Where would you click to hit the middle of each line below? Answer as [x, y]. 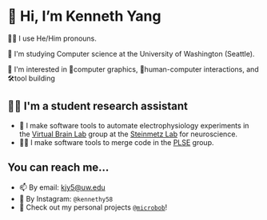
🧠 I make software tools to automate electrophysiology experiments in [134, 125]
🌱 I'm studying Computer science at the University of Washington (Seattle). [131, 53]
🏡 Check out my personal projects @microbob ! [93, 207]
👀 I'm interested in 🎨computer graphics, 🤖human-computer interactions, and [133, 69]
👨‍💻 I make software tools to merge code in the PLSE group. [116, 142]
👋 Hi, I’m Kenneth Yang [84, 16]
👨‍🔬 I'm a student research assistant [98, 106]
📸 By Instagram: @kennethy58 [66, 198]
